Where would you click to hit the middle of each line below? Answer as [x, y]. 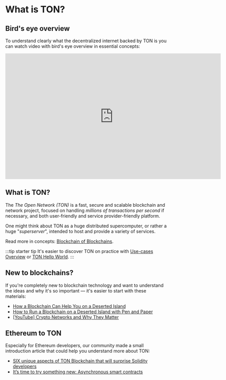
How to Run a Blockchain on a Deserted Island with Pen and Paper [83, 312]
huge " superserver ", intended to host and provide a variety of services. [80, 231]
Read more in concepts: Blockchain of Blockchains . [59, 241]
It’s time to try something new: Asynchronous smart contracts [78, 372]
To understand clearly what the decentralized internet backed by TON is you [86, 41]
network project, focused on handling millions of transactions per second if [85, 210]
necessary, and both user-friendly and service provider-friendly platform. [83, 216]
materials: [16, 296]
